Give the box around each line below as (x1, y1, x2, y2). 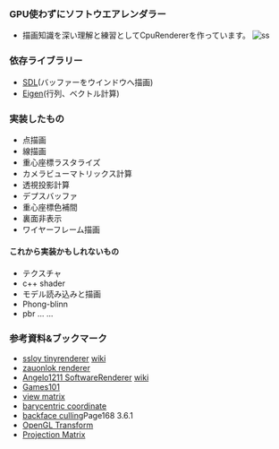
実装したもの (9, 112, 65, 125)
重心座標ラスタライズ (21, 157, 101, 168)
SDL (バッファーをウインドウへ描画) (21, 76, 154, 87)
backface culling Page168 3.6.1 (21, 410, 134, 421)
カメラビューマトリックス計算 (21, 168, 132, 178)
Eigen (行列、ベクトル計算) (21, 88, 120, 99)
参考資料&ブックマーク (9, 332, 107, 345)
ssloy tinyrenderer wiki (21, 353, 106, 364)
